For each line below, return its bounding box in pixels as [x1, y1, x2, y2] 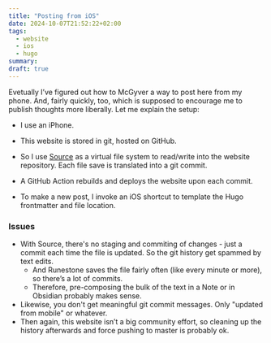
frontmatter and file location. [19, 200, 116, 210]
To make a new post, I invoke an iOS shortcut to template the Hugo [19, 192, 244, 202]
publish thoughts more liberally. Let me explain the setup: [8, 104, 200, 114]
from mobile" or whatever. [19, 308, 108, 318]
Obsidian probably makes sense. [32, 291, 142, 301]
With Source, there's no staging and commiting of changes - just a [19, 239, 243, 249]
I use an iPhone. [19, 119, 75, 130]
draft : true [8, 65, 49, 73]
